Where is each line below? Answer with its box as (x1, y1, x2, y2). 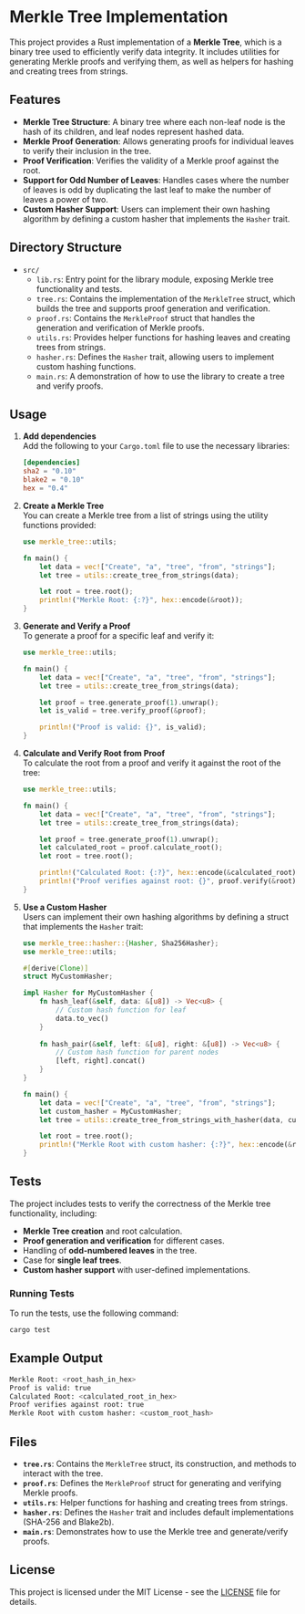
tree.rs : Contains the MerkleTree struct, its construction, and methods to (22, 1458, 297, 1469)
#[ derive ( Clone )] (22, 963, 89, 973)
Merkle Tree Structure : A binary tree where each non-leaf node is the (22, 116, 286, 127)
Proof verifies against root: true (9, 1401, 145, 1410)
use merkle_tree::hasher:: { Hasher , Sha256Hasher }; (22, 938, 219, 948)
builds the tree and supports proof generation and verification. (36, 303, 270, 314)
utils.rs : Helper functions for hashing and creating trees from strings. (22, 1496, 289, 1507)
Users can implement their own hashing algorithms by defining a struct (22, 911, 290, 922)
